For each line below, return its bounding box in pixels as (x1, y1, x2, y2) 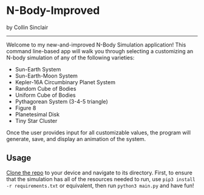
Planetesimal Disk (15, 110, 59, 118)
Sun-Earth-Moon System (15, 72, 78, 79)
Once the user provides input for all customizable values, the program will (6, 128, 191, 136)
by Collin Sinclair (6, 24, 49, 31)
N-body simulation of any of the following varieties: (6, 54, 135, 61)
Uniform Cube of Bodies (15, 91, 76, 99)
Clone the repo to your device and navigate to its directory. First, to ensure (6, 169, 192, 176)
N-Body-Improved (6, 4, 100, 18)
